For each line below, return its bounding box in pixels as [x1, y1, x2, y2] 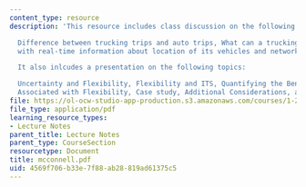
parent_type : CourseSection [9, 138, 117, 148]
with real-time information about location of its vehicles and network [17, 46, 300, 55]
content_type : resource [9, 13, 100, 23]
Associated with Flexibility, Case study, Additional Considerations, [17, 88, 291, 97]
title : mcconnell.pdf [9, 155, 92, 164]
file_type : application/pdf [9, 104, 117, 113]
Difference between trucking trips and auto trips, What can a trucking [17, 38, 300, 47]
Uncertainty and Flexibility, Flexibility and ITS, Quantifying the [17, 79, 283, 89]
